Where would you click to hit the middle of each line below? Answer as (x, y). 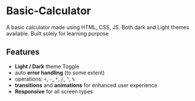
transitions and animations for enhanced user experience (86, 85)
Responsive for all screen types (54, 91)
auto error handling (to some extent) (60, 73)
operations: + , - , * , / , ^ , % (45, 79)
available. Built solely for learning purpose (57, 33)
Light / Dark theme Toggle (47, 66)
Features (23, 52)
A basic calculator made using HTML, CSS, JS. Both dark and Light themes (98, 27)
